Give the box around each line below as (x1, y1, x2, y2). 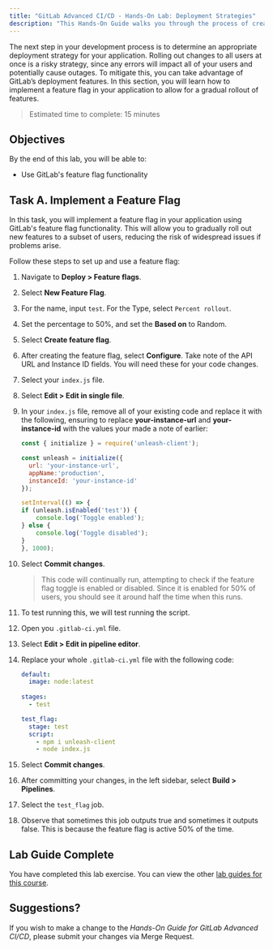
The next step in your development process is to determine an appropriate (9, 41, 258, 51)
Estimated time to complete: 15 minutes (28, 109, 160, 118)
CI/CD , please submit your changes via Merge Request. (9, 931, 194, 941)
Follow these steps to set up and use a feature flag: (9, 256, 181, 266)
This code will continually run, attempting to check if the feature (41, 574, 254, 584)
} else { (20, 522, 51, 530)
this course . (9, 878, 49, 888)
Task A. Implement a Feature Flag (9, 193, 181, 207)
